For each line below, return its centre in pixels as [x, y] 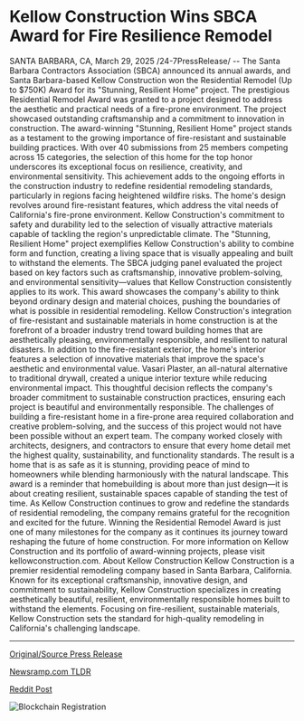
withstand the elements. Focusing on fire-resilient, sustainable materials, [145, 609]
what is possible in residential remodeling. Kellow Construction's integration [151, 310]
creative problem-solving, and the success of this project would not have [146, 426]
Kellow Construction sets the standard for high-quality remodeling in [137, 618]
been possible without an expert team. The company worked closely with [146, 435]
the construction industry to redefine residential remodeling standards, [141, 185]
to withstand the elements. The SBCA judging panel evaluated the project [146, 262]
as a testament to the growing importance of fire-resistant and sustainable [148, 138]
